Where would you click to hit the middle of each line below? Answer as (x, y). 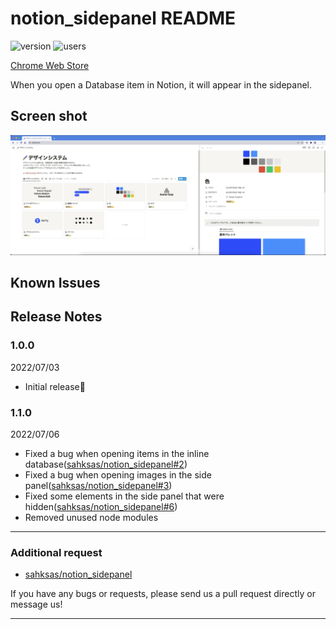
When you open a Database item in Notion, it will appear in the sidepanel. (161, 84)
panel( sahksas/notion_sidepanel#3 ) (98, 486)
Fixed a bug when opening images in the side (118, 475)
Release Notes (56, 317)
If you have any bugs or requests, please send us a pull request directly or (163, 594)
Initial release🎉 (55, 386)
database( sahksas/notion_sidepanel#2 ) (106, 464)
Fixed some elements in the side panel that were (124, 496)
